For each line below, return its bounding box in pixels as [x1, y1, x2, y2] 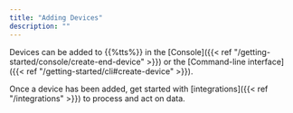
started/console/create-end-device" [9, 56, 145, 67]
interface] [247, 56, 285, 67]
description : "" [9, 22, 71, 31]
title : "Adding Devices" [9, 13, 103, 23]
